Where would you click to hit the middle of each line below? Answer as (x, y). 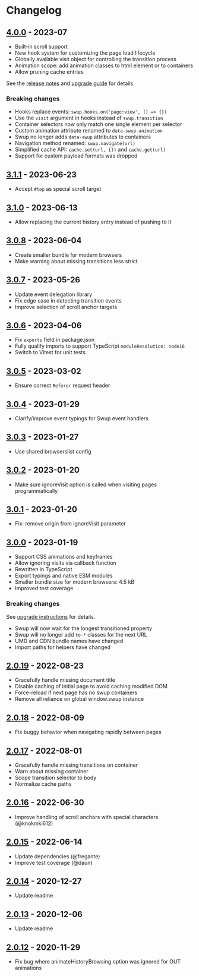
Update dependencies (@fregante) (57, 856)
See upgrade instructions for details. (51, 616)
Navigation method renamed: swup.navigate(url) (75, 143)
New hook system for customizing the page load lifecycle (85, 53)
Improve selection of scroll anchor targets (66, 307)
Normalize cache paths (43, 784)
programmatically (36, 490)
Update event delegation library (53, 294)
